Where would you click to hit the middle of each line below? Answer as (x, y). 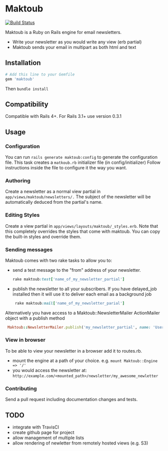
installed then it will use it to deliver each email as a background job (82, 294)
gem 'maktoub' (20, 79)
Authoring (18, 180)
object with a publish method (35, 318)
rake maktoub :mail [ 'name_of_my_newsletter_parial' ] (70, 303)
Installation (23, 63)
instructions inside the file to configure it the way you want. (66, 168)
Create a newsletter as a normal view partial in (53, 192)
